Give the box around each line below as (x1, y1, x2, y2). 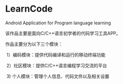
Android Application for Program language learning (5, 20, 111, 26)
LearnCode (5, 3, 53, 15)
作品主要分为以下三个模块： (5, 41, 63, 47)
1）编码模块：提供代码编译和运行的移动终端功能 (6, 52, 106, 58)
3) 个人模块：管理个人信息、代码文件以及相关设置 (6, 73, 109, 79)
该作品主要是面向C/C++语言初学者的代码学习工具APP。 (5, 30, 121, 36)
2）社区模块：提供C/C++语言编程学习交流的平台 (6, 62, 107, 68)
